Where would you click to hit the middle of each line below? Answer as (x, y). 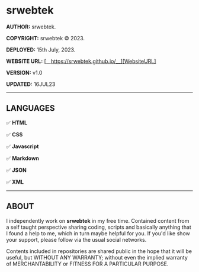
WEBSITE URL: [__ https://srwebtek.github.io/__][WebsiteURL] (81, 61)
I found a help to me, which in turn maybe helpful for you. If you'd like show (98, 233)
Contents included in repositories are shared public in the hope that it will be (99, 251)
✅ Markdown (23, 158)
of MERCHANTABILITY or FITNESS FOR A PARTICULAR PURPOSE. (87, 264)
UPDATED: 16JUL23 (31, 84)
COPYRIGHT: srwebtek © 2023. (45, 38)
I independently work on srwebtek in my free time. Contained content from (98, 220)
